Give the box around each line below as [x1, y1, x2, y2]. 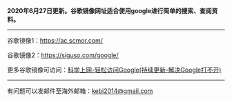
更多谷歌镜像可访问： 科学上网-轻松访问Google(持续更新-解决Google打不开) [7, 65, 222, 74]
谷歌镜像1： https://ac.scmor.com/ [7, 37, 104, 44]
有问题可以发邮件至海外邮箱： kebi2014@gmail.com [7, 87, 153, 95]
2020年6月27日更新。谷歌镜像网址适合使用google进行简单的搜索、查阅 [7, 7, 212, 14]
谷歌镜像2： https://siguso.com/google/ [7, 51, 119, 59]
